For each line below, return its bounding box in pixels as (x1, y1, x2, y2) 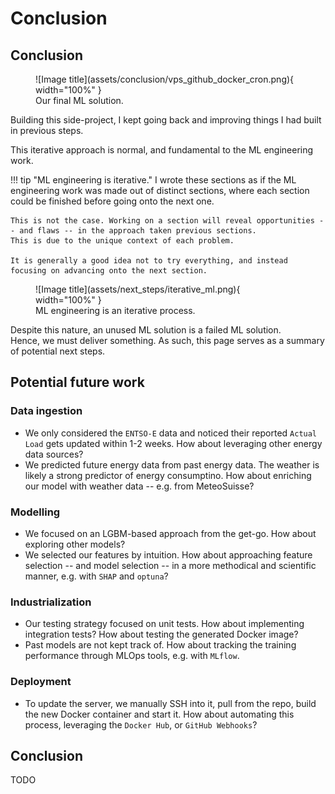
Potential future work (10, 374, 145, 391)
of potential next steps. (10, 345, 106, 357)
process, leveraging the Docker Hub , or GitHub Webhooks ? (24, 718, 258, 731)
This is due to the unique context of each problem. (10, 236, 235, 246)
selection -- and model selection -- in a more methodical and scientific (24, 559, 317, 571)
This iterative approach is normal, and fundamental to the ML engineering (10, 144, 314, 156)
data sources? (24, 448, 84, 460)
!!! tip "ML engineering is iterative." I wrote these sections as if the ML (10, 174, 297, 186)
